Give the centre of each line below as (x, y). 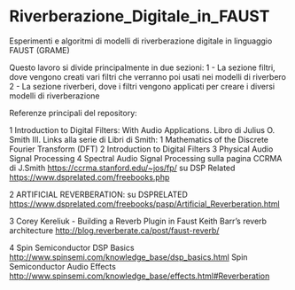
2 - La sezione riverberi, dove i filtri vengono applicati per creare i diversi (142, 86)
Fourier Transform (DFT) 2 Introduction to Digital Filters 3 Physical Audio (141, 149)
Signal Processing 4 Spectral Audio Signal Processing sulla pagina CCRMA (146, 158)
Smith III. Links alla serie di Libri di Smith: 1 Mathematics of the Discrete (139, 139)
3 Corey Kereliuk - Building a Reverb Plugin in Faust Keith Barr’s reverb (138, 221)
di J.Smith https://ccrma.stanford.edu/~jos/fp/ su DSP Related (122, 168)
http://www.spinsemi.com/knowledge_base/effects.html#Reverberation (140, 276)
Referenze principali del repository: (73, 113)
